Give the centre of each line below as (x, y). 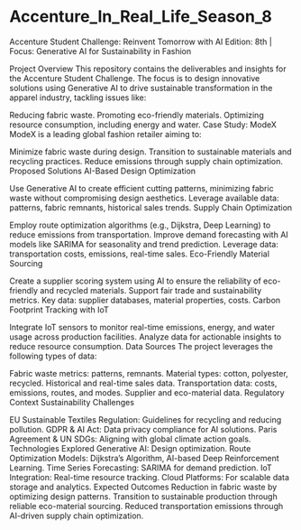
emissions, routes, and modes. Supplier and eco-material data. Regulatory (147, 392)
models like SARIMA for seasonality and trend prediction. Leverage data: (144, 244)
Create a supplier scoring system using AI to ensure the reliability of (135, 281)
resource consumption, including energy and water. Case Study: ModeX (143, 125)
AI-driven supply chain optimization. (77, 516)
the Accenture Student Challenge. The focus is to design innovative (135, 78)
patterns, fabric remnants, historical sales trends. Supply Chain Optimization (151, 207)
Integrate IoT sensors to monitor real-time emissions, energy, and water (142, 327)
